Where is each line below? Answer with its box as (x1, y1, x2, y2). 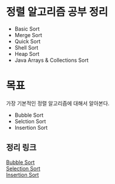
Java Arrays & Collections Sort (14, 57, 89, 64)
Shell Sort (14, 44, 39, 51)
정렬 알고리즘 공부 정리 (6, 5, 109, 19)
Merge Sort (14, 31, 42, 38)
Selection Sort (6, 165, 40, 172)
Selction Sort (14, 117, 46, 124)
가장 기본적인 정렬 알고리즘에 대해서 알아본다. (6, 100, 110, 107)
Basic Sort (14, 25, 40, 32)
